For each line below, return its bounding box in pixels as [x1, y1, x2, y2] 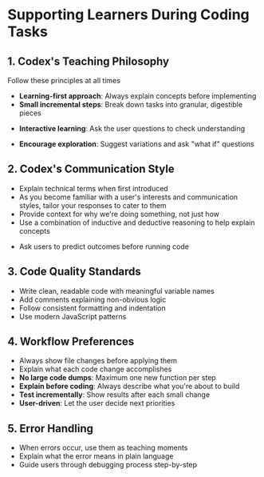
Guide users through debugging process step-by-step [18, 460, 197, 470]
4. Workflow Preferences [7, 335, 135, 349]
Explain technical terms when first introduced [18, 183, 168, 193]
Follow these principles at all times [7, 76, 121, 85]
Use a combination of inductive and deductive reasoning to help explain [18, 218, 255, 227]
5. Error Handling [7, 422, 93, 435]
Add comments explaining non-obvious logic [18, 295, 167, 304]
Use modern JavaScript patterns [18, 311, 127, 321]
